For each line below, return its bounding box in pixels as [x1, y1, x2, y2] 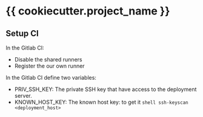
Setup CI [5, 28, 39, 39]
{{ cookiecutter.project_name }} [5, 4, 170, 18]
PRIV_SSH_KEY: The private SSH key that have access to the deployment [14, 86, 197, 93]
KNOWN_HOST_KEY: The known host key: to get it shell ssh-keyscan [14, 98, 188, 106]
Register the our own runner [14, 62, 85, 69]
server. [14, 92, 33, 99]
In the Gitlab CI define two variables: [5, 74, 96, 81]
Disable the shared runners [14, 56, 82, 63]
